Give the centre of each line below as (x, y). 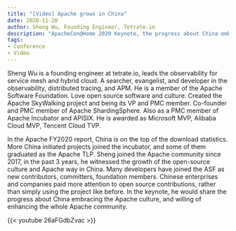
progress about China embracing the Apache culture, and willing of (104, 199)
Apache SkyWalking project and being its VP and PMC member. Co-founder (117, 103)
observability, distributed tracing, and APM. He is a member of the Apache (115, 88)
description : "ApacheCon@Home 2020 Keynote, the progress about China (113, 33)
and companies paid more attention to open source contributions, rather (112, 184)
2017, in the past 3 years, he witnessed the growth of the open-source (109, 161)
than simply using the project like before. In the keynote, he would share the (117, 192)
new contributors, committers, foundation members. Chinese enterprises (113, 176)
